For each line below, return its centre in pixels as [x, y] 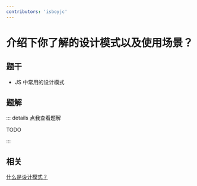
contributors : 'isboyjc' [37, 12]
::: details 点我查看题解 [34, 118]
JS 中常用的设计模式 [39, 82]
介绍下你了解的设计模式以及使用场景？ [100, 43]
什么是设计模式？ [27, 177]
